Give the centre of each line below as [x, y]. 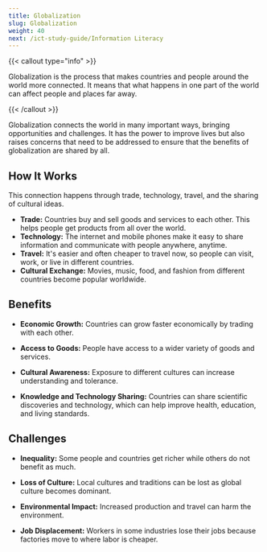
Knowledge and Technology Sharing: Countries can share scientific [133, 396]
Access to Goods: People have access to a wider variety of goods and [137, 348]
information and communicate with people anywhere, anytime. [123, 245]
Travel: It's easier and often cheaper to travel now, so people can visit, [137, 253]
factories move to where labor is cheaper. [89, 539]
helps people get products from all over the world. [103, 228]
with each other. [47, 332]
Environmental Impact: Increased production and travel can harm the [136, 506]
